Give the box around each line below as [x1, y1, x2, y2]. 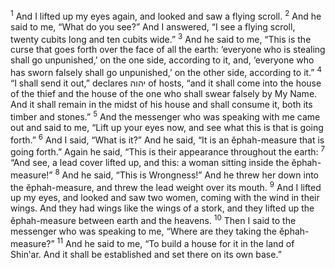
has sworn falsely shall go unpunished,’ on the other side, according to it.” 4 [10, 65, 322, 78]
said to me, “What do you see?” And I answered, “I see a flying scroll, [10, 20, 296, 33]
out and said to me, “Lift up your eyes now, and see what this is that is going [10, 121, 324, 133]
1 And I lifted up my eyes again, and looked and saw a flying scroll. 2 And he [10, 9, 322, 22]
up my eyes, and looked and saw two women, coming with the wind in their [10, 192, 320, 204]
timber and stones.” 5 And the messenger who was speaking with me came [10, 109, 321, 123]
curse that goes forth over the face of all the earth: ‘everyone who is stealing [10, 44, 326, 56]
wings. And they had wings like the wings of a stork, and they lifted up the [10, 202, 315, 214]
